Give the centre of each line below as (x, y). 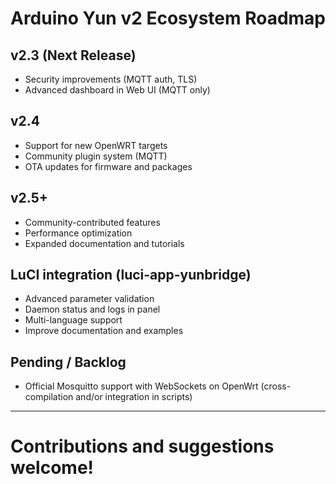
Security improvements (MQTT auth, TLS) (111, 79)
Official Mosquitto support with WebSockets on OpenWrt (141, 386)
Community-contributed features (92, 222)
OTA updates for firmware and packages (108, 166)
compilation (49, 397)
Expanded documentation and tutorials (104, 243)
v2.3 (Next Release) (73, 55)
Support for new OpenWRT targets (96, 145)
